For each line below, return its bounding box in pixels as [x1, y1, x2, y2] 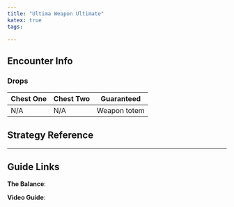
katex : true [7, 17, 42, 24]
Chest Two [53, 94, 91, 104]
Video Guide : [7, 193, 46, 201]
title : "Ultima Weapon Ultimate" [7, 10, 104, 17]
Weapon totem [96, 106, 145, 116]
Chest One [10, 94, 47, 104]
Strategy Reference [7, 130, 94, 141]
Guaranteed [100, 94, 141, 104]
